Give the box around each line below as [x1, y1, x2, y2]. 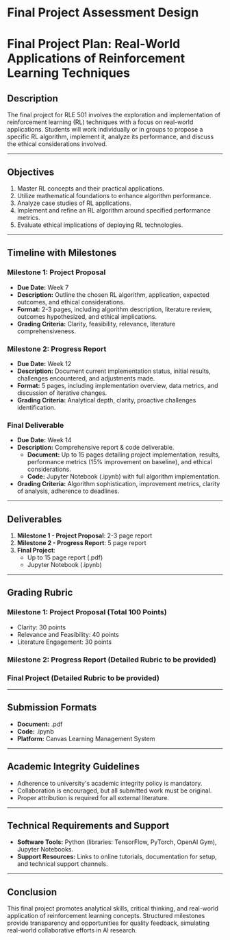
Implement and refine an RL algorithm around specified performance [16, 206, 211, 214]
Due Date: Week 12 [16, 359, 72, 367]
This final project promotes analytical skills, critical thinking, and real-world [7, 904, 219, 913]
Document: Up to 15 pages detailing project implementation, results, [27, 450, 220, 459]
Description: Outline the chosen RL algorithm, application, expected [16, 290, 210, 299]
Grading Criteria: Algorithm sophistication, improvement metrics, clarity [16, 480, 220, 488]
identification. [16, 403, 56, 411]
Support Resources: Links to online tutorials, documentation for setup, [16, 852, 217, 861]
